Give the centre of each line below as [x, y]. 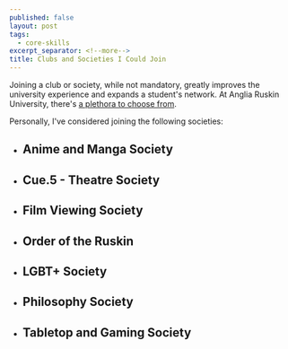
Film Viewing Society [83, 210]
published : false [42, 17]
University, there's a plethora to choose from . [93, 104]
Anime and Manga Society [97, 149]
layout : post [34, 26]
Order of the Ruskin [78, 241]
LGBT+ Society [65, 271]
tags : [19, 34]
